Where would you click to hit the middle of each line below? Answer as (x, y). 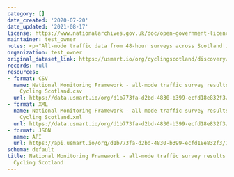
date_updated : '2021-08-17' (48, 26)
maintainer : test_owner (42, 40)
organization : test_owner (45, 53)
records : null (28, 66)
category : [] (26, 14)
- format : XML (28, 105)
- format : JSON (29, 130)
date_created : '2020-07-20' (48, 20)
